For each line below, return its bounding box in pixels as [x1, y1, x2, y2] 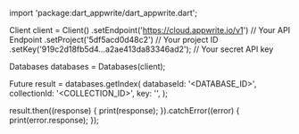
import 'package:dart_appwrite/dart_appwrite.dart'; [9, 8, 198, 18]
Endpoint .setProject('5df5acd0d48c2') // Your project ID [9, 35, 219, 45]
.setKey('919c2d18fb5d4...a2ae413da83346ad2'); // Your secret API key [9, 44, 274, 54]
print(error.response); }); [9, 115, 100, 125]
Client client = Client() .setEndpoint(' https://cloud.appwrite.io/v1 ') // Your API [9, 25, 291, 35]
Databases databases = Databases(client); [9, 62, 166, 71]
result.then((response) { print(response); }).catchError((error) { [9, 105, 240, 115]
